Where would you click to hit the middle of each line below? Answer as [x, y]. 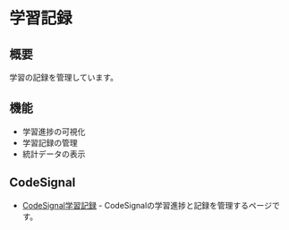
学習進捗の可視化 [54, 132]
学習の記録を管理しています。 [64, 77]
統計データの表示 [54, 154]
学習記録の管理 [50, 142]
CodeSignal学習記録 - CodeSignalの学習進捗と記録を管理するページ [147, 205]
